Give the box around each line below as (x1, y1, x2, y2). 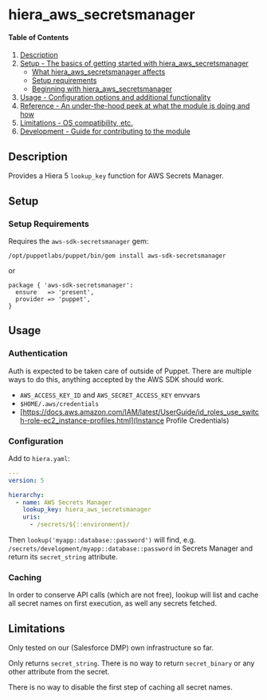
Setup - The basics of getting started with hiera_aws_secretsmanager (19, 58, 249, 69)
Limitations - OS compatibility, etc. (19, 118, 133, 128)
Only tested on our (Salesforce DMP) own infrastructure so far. (8, 643, 214, 653)
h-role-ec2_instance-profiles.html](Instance (19, 416, 165, 425)
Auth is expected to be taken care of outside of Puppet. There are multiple (8, 366, 253, 376)
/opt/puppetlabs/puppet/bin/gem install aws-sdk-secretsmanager (8, 252, 226, 260)
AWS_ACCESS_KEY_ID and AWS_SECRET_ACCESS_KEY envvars (19, 390, 201, 400)
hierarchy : (8, 491, 45, 499)
